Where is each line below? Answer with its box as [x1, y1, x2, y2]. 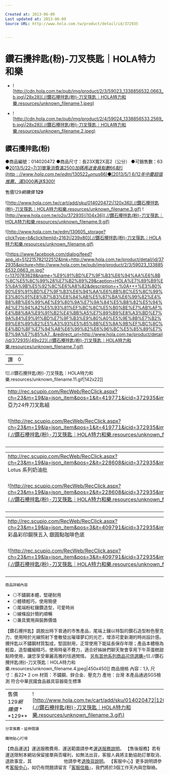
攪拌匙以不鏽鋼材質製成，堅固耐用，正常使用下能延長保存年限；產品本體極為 [5, 640, 164, 646]
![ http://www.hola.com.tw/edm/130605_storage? [5, 229, 106, 235]
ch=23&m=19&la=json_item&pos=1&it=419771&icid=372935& [8, 424, 159, 431]
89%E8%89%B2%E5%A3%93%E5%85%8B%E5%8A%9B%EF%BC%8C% [5, 320, 163, 326]
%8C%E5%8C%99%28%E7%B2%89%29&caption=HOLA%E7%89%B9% [5, 277, 161, 284]
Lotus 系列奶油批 [8, 466, 48, 473]
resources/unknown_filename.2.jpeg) [18, 128, 96, 134]
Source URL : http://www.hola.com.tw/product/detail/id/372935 [5, 21, 138, 26]
